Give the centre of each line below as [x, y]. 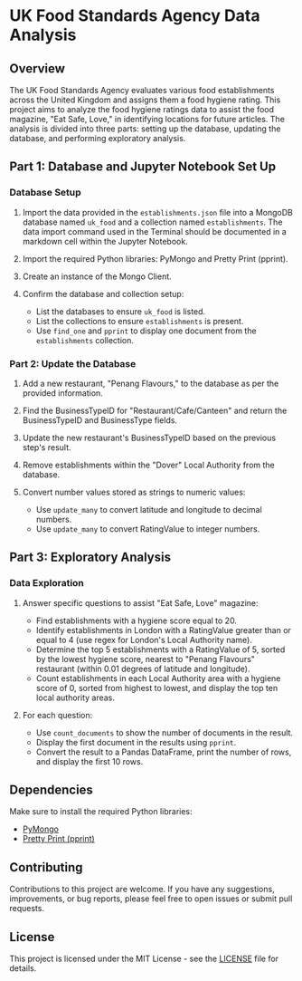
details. [23, 968]
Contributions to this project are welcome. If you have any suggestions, [142, 890]
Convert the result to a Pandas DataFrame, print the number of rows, [164, 752]
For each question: [57, 715]
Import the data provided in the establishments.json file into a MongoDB [158, 212]
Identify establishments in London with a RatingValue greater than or [164, 630]
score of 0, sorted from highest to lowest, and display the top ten [157, 688]
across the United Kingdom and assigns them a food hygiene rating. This [145, 100]
